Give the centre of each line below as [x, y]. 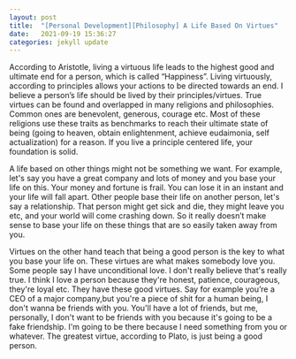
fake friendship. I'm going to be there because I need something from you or [148, 327]
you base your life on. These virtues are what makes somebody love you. [142, 261]
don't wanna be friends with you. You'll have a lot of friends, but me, [133, 308]
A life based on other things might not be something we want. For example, [146, 169]
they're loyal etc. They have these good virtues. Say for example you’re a [142, 289]
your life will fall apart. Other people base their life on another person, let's [144, 197]
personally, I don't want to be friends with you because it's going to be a [140, 317]
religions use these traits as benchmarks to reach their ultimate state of [139, 124]
